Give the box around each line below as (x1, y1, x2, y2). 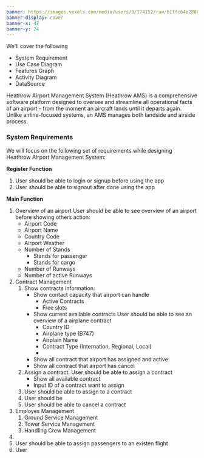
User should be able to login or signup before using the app (15, 177, 165, 184)
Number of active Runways (24, 271, 92, 279)
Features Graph (15, 68, 55, 75)
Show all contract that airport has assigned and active (33, 355, 168, 363)
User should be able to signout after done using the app (15, 183, 155, 190)
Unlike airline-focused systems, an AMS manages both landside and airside (6, 111, 195, 119)
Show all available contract (33, 375, 101, 382)
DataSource (15, 80, 46, 88)
